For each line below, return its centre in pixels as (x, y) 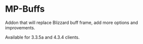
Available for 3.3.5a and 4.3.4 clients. (42, 37)
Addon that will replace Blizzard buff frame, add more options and (71, 22)
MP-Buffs (25, 9)
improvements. (20, 27)
